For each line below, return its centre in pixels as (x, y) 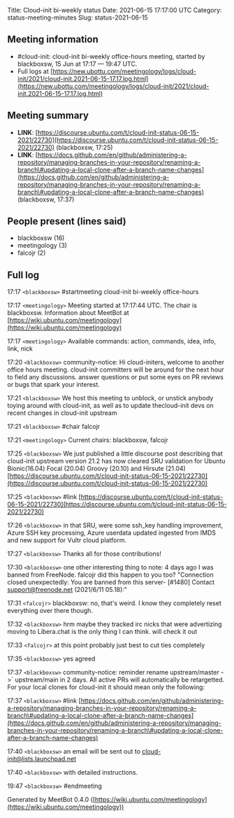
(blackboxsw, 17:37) (46, 199)
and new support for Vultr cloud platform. (67, 540)
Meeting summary (48, 116)
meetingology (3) (42, 246)
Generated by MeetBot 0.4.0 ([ (51, 800)
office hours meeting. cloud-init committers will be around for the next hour (116, 369)
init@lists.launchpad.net (42, 759)
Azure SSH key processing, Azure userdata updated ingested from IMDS (112, 533)
